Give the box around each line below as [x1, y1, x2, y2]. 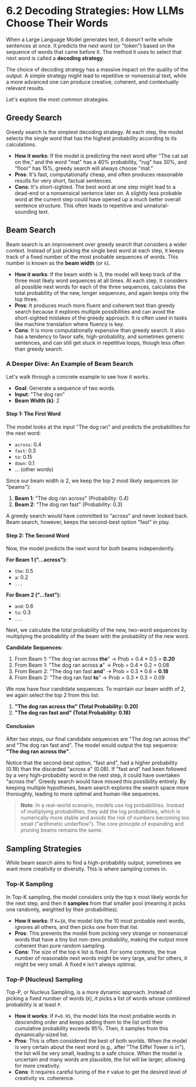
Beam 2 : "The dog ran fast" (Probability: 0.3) [14, 501, 123, 508]
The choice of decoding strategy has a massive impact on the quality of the [6, 66, 188, 73]
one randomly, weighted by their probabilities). [6, 906, 119, 913]
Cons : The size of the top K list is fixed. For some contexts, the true [14, 948, 177, 955]
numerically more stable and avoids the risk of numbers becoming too [20, 814, 190, 821]
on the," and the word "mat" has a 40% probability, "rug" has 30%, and [14, 158, 187, 165]
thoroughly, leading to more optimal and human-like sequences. [6, 790, 160, 797]
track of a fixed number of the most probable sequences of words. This [6, 253, 178, 260]
